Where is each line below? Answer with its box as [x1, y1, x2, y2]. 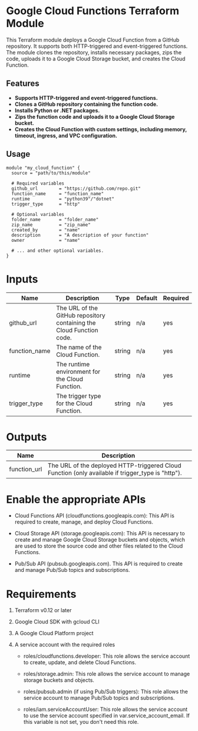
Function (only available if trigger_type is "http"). [48, 469, 182, 477]
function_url [9, 465, 42, 474]
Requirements [6, 587, 77, 601]
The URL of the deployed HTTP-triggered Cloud [48, 461, 181, 470]
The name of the [55, 343, 102, 351]
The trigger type [55, 392, 101, 400]
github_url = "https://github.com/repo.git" [11, 185, 141, 192]
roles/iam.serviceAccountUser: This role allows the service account [23, 706, 188, 713]
